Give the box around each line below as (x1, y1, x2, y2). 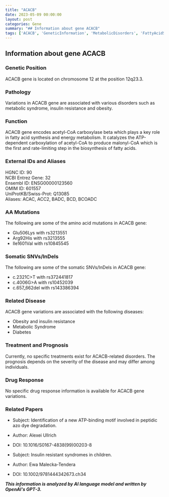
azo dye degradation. (12, 423, 57, 429)
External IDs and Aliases (5, 158, 66, 165)
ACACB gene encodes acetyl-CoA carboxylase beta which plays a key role (5, 129, 160, 135)
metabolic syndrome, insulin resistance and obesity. (5, 105, 113, 111)
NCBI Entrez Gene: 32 (5, 175, 51, 181)
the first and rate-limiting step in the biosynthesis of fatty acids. (5, 145, 137, 151)
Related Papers (5, 405, 43, 412)
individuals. (5, 364, 29, 370)
